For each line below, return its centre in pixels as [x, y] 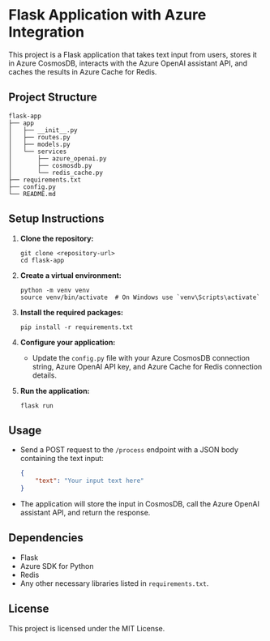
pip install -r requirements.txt [77, 327]
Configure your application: [68, 342]
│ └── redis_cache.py [56, 173]
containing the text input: [62, 459]
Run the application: [55, 391]
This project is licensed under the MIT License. [87, 628]
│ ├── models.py [39, 144]
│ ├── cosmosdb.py [50, 165]
